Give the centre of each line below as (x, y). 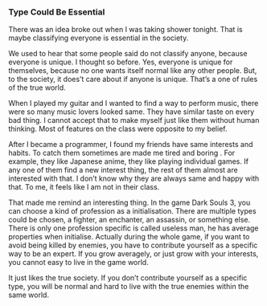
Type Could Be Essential (57, 12)
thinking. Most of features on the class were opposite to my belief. (118, 129)
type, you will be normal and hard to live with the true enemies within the (129, 287)
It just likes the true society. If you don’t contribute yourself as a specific (128, 278)
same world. (29, 295)
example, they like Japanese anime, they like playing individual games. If (129, 161)
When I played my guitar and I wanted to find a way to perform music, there (133, 104)
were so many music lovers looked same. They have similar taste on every (131, 112)
